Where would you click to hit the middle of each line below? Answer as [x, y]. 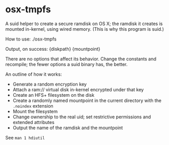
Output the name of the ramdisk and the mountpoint [68, 128]
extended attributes [34, 122]
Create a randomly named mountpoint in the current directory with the [87, 100]
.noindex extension [33, 106]
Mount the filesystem [35, 111]
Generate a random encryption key [50, 84]
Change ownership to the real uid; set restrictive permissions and [82, 117]
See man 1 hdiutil [25, 137]
